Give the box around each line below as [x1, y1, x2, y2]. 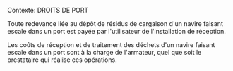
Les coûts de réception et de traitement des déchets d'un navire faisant [7, 41, 215, 49]
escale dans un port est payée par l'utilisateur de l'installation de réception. [7, 27, 226, 35]
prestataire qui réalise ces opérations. [7, 56, 118, 64]
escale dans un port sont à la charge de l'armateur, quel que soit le [7, 49, 202, 56]
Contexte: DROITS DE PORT [7, 6, 89, 14]
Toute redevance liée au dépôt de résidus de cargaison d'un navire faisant [7, 20, 224, 27]
